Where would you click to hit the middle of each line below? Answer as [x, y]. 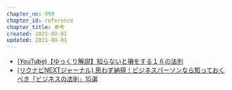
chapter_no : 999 [30, 14]
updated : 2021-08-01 [37, 40]
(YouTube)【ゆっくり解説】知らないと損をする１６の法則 [100, 62]
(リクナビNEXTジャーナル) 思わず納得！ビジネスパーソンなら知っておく [121, 70]
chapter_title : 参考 [36, 27]
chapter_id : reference [40, 21]
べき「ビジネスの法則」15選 [57, 79]
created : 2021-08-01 [37, 34]
